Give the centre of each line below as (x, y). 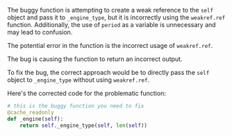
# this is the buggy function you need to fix (76, 106)
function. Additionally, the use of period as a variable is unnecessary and (112, 25)
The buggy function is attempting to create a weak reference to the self (110, 10)
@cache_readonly (31, 112)
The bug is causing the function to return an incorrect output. (95, 59)
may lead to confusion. (40, 32)
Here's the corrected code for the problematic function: (87, 93)
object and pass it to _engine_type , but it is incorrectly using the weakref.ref (116, 17)
